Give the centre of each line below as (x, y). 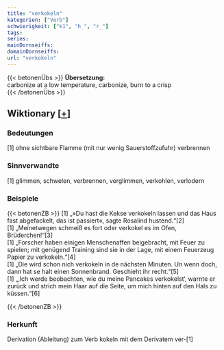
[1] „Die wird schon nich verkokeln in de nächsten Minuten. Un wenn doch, (112, 264)
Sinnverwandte (33, 166)
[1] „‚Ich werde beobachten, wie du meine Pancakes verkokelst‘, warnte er (111, 279)
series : (18, 39)
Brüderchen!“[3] (30, 235)
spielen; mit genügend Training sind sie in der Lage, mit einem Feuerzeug (111, 250)
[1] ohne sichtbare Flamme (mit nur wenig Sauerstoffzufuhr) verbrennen (109, 148)
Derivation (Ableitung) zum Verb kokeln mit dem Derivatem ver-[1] (100, 339)
